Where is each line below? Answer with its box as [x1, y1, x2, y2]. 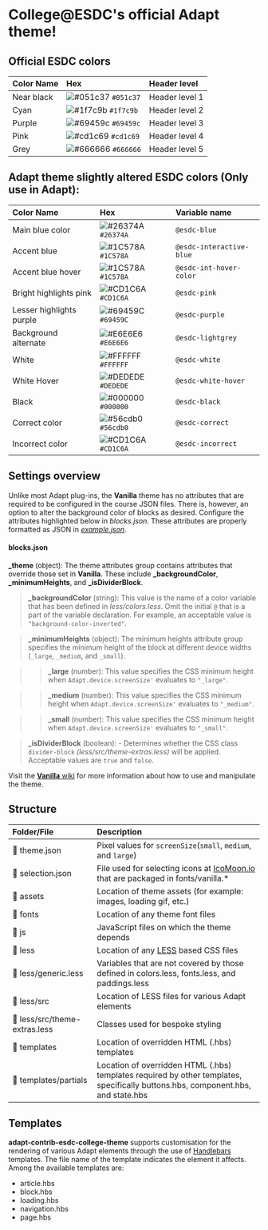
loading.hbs [19, 1196, 59, 1205]
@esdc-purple [175, 310, 225, 319]
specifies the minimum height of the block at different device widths [27, 642, 252, 652]
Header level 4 [148, 130, 204, 141]
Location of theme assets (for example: [97, 886, 243, 897]
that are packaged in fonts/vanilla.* [97, 873, 230, 884]
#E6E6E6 [99, 338, 129, 347]
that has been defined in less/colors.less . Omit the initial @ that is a [27, 601, 246, 611]
